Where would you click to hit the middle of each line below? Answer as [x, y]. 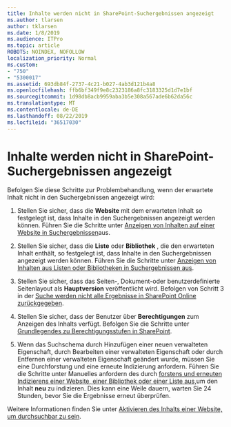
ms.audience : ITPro [35, 39]
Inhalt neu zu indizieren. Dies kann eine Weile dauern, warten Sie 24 [114, 388]
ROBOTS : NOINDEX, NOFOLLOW [46, 52]
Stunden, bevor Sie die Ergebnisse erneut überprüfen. [94, 396]
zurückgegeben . [40, 303]
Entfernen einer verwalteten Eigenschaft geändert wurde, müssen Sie [116, 360]
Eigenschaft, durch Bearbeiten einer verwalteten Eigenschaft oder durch [120, 352]
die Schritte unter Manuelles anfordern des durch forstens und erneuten [120, 374]
